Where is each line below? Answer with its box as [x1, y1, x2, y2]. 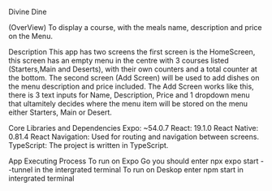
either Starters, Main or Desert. [8, 107, 112, 117]
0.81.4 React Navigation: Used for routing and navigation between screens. [8, 132, 260, 141]
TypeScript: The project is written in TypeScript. [8, 141, 169, 150]
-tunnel [8, 165, 33, 174]
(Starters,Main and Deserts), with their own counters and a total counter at [8, 64, 257, 74]
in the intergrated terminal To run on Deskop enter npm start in [34, 165, 244, 174]
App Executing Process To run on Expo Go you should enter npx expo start [8, 156, 259, 166]
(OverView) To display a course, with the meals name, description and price [8, 23, 262, 32]
